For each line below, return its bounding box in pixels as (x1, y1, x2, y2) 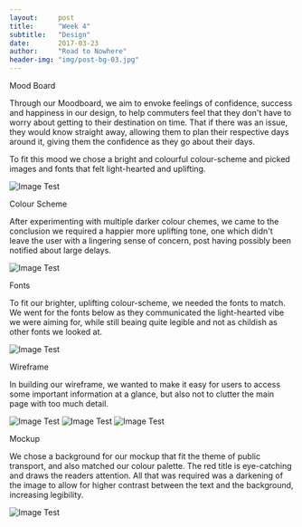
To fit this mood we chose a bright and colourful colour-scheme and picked (9, 154, 291, 164)
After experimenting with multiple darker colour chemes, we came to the (9, 216, 279, 226)
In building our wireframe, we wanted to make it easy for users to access (9, 379, 281, 389)
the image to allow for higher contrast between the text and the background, (9, 480, 294, 490)
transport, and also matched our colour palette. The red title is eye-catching (9, 461, 292, 471)
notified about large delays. (9, 245, 111, 255)
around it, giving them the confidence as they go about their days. (9, 137, 256, 147)
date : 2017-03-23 (9, 38, 99, 48)
